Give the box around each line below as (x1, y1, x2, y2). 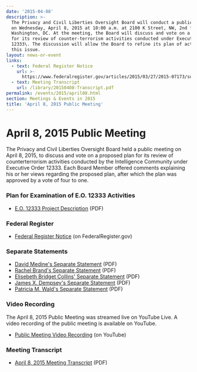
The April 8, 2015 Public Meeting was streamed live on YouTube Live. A (6, 313, 178, 320)
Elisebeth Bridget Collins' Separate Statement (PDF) (14, 273, 140, 280)
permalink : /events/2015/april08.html (6, 90, 101, 96)
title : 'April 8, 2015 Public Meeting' (6, 101, 104, 107)
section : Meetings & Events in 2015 (6, 95, 96, 101)
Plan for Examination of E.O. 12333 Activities (6, 192, 135, 200)
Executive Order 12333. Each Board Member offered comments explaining (6, 165, 185, 172)
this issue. (11, 47, 41, 53)
